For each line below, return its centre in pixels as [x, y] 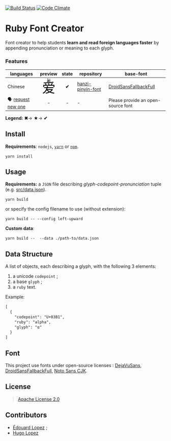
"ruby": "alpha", [33, 322]
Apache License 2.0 [39, 399]
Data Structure [29, 254]
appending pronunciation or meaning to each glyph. [60, 48]
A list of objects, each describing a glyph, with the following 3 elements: [81, 266]
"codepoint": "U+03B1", [40, 317]
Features [17, 61]
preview [49, 73]
